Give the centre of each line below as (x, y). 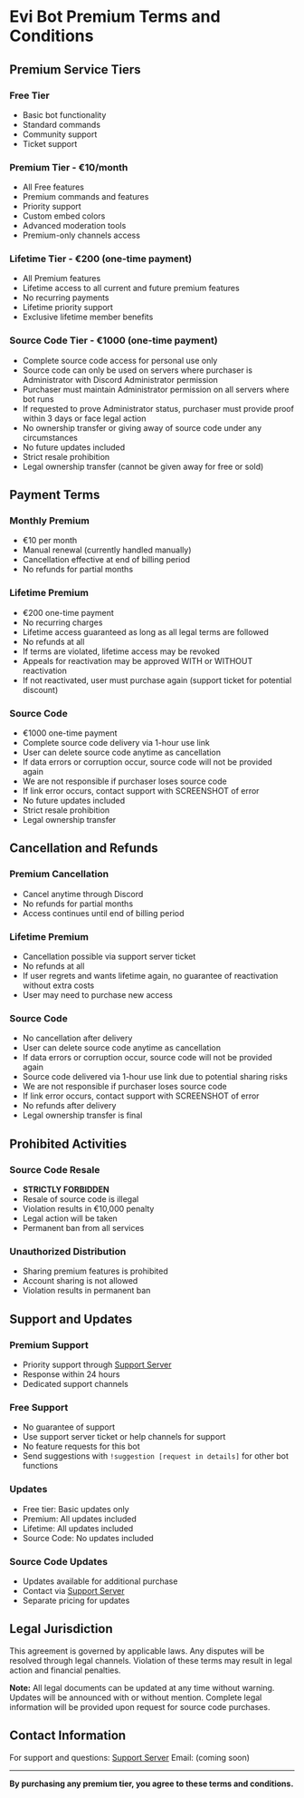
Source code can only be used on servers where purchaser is (138, 370)
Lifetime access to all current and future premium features (131, 288)
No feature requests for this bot (81, 1446)
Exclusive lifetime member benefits (88, 317)
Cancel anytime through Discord (83, 894)
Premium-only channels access (81, 235)
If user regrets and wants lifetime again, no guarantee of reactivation (150, 976)
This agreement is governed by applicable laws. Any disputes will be (137, 1651)
